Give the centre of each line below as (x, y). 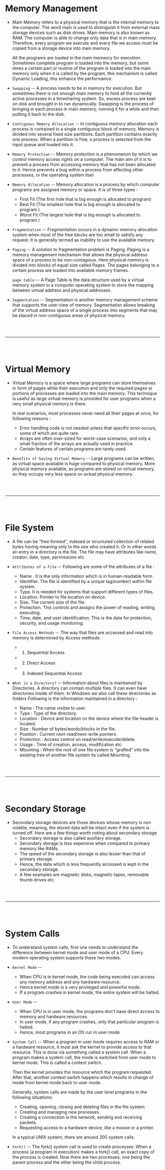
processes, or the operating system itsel (53, 175)
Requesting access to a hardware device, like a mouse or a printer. (87, 1127)
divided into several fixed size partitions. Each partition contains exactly (85, 134)
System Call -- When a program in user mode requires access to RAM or (86, 1041)
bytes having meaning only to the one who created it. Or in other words (84, 546)
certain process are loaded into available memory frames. (70, 270)
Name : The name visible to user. (53, 708)
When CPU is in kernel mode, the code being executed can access (87, 977)
